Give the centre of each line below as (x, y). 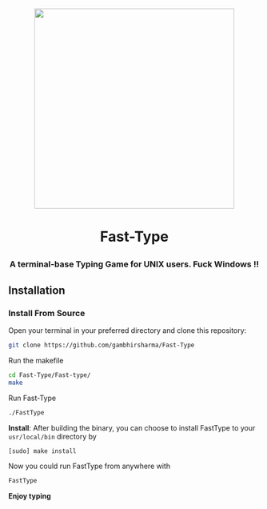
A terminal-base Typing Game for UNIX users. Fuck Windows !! (134, 264)
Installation (37, 290)
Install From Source (47, 313)
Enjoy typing (30, 496)
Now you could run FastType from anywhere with (89, 466)
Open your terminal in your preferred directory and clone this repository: (128, 331)
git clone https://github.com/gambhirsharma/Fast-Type (102, 345)
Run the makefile (36, 360)
